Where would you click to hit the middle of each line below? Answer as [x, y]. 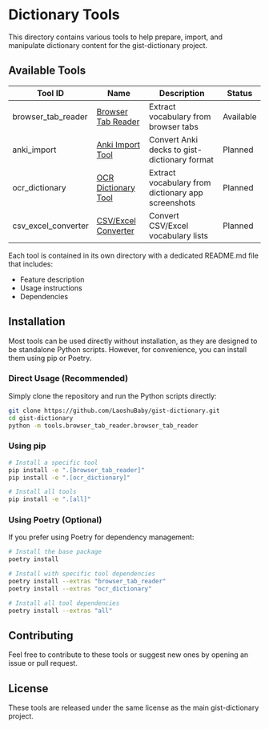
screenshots [172, 202]
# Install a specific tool [53, 463]
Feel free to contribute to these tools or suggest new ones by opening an [128, 655]
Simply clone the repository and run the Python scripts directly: [113, 396]
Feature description [52, 279]
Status [240, 93]
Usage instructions [51, 288]
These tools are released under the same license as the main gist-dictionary [134, 708]
